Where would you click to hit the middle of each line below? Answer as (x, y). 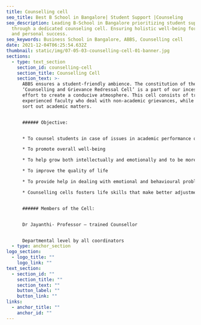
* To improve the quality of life (65, 171)
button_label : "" (39, 291)
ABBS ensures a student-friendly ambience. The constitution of (104, 84)
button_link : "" (37, 296)
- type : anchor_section (41, 246)
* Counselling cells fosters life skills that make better (97, 192)
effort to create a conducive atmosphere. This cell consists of (105, 95)
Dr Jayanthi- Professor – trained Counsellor (80, 224)
